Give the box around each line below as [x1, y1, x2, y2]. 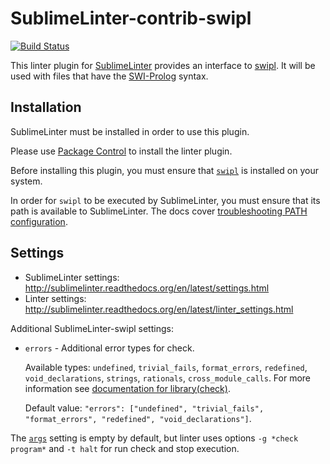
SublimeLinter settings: [24, 271, 120, 283]
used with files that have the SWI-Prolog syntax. [10, 70, 209, 82]
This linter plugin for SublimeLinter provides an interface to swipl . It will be [10, 59, 316, 71]
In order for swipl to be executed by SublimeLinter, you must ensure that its [10, 194, 321, 206]
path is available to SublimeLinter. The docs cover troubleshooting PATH [10, 205, 308, 217]
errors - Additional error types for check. [24, 342, 195, 354]
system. [10, 175, 43, 187]
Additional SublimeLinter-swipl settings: [10, 322, 174, 334]
